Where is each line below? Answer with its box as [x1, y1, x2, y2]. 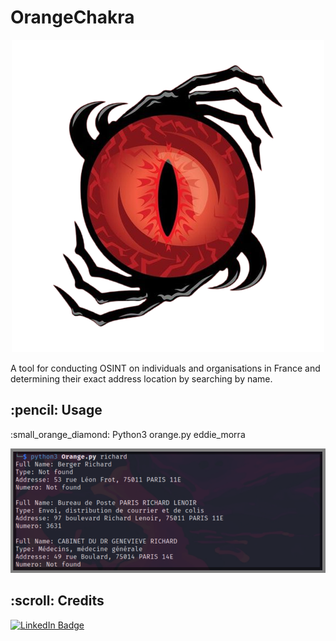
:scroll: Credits [10, 592, 105, 610]
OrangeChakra [10, 6, 135, 29]
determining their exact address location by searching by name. [10, 372, 273, 385]
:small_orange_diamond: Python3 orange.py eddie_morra [10, 428, 246, 440]
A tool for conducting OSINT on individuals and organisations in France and [10, 362, 321, 374]
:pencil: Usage [10, 402, 103, 419]
